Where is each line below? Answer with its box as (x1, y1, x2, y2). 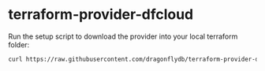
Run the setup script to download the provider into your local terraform (8, 32, 238, 41)
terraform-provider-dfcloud (8, 6, 194, 24)
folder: (8, 39, 30, 49)
